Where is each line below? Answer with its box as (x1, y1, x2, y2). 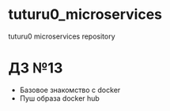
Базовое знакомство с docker (19, 85, 121, 94)
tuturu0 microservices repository (8, 31, 116, 41)
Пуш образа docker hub (19, 93, 100, 103)
